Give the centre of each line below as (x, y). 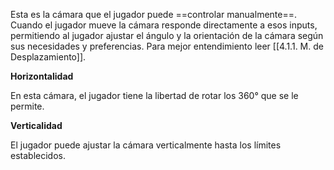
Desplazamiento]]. (48, 57)
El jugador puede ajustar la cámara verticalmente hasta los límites (146, 145)
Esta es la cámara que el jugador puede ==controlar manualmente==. (153, 14)
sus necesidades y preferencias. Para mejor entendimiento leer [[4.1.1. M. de (167, 46)
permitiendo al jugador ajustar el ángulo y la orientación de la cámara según (167, 35)
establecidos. (38, 155)
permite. (27, 106)
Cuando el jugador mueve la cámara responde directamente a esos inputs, (164, 25)
